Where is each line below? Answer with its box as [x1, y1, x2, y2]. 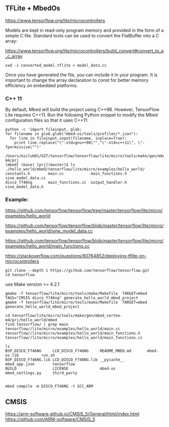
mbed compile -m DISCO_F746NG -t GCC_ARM [5, 384, 94, 389]
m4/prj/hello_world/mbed [5, 317, 57, 323]
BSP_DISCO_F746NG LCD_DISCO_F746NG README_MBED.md [5, 348, 132, 354]
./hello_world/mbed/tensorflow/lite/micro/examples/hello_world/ [5, 167, 145, 172]
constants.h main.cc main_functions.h [5, 171, 127, 176]
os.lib [5, 353, 19, 358]
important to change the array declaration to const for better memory [5, 77, 149, 83]
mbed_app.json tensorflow [5, 362, 75, 367]
